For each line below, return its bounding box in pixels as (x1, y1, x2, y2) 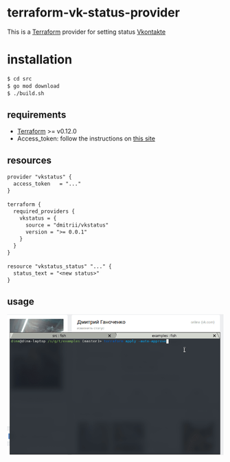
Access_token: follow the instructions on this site (16, 134, 156, 143)
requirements (7, 109, 67, 120)
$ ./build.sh (7, 90, 45, 97)
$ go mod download (7, 83, 60, 90)
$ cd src (7, 75, 32, 82)
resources (7, 154, 51, 166)
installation (7, 52, 73, 67)
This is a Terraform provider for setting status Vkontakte (7, 28, 166, 36)
